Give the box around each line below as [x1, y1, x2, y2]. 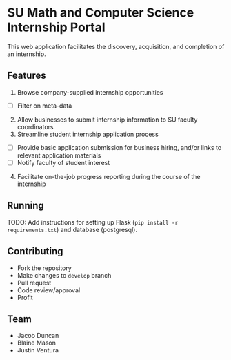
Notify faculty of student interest [17, 158, 110, 167]
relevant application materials [17, 151, 101, 160]
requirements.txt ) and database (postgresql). [7, 225, 138, 234]
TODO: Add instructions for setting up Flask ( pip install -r [7, 218, 178, 226]
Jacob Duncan [17, 332, 59, 340]
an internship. [7, 50, 46, 58]
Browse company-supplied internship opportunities [17, 88, 163, 96]
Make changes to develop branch [17, 271, 112, 279]
